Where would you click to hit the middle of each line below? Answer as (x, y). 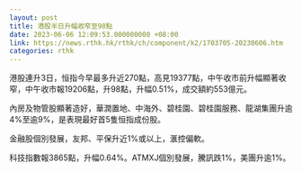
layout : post (34, 18)
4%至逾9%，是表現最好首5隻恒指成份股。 (88, 120)
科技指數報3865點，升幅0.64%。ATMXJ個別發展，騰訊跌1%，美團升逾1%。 (150, 157)
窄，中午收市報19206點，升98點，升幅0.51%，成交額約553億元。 (131, 89)
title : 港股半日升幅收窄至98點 (61, 26)
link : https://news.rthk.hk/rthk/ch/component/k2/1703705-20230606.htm (146, 43)
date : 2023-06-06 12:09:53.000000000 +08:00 (94, 34)
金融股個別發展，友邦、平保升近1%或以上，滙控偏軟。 (109, 139)
